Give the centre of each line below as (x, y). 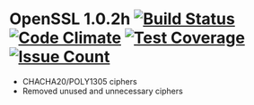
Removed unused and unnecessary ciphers (103, 91)
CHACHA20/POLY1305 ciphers (79, 81)
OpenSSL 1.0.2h (70, 19)
